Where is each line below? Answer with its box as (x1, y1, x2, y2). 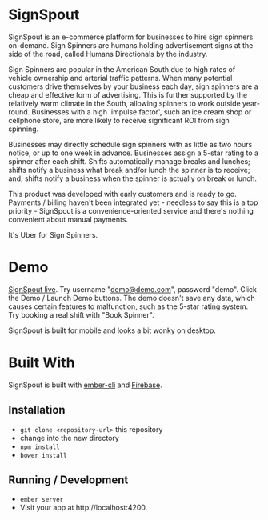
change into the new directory (19, 433, 120, 442)
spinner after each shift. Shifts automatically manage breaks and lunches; (8, 156, 250, 166)
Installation (8, 403, 66, 417)
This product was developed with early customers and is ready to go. (8, 189, 238, 198)
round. (8, 106, 30, 117)
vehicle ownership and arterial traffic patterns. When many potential (8, 73, 233, 82)
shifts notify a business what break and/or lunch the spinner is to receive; (8, 165, 250, 174)
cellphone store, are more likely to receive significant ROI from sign (8, 115, 230, 125)
